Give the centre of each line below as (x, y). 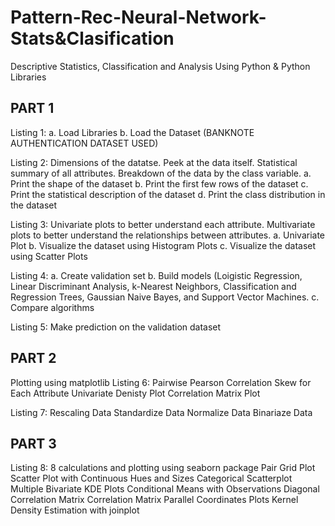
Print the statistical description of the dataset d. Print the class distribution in (168, 194)
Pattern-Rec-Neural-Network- (138, 17)
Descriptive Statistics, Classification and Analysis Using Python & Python (160, 66)
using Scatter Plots (49, 256)
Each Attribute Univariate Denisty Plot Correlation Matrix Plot (135, 393)
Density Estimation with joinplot (75, 510)
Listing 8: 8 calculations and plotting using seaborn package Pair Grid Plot (163, 468)
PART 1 (32, 108)
